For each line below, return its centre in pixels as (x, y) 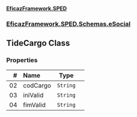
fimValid (35, 105)
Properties (22, 60)
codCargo (37, 85)
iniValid (33, 96)
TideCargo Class (38, 43)
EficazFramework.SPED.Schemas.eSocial (68, 24)
